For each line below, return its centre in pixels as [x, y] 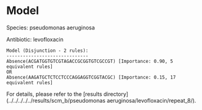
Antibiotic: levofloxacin [35, 39]
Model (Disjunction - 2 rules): [47, 50]
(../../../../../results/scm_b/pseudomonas [56, 100]
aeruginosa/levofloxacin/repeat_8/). [151, 100]
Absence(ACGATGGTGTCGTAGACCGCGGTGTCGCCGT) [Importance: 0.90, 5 [90, 61]
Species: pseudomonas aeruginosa [51, 28]
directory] [116, 94]
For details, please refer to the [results [54, 94]
